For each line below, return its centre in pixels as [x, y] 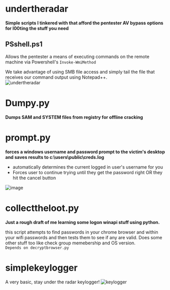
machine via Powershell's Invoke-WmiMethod [51, 62]
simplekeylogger [41, 268]
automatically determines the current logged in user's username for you [88, 167]
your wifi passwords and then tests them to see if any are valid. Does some [84, 237]
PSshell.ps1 [24, 44]
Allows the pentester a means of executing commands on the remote [77, 56]
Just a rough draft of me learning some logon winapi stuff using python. [82, 222]
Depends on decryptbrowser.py [37, 248]
